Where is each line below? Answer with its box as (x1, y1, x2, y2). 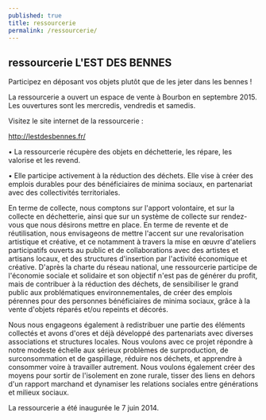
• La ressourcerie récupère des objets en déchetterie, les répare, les (8, 147, 233, 157)
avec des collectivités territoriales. (8, 188, 121, 197)
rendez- (221, 212, 248, 221)
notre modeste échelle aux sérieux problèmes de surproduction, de (8, 345, 229, 355)
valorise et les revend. (8, 156, 81, 165)
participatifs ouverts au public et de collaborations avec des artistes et (8, 246, 239, 255)
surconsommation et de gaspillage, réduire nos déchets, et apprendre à (8, 354, 242, 364)
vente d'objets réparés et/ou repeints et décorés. (8, 305, 168, 314)
